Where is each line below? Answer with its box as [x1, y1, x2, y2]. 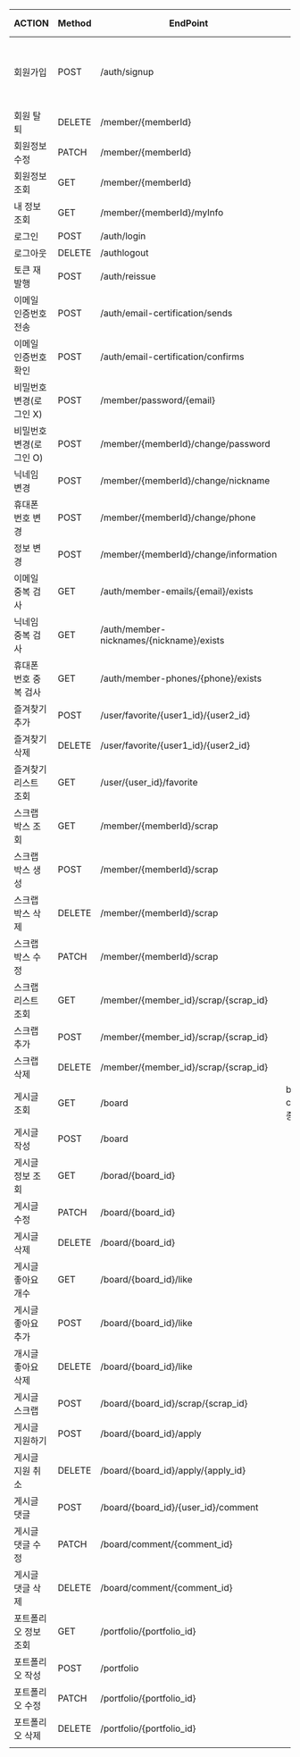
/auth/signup [100, 66, 154, 78]
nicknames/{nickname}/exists [100, 635, 225, 646]
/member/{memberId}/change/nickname [100, 475, 271, 486]
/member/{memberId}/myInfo [100, 206, 224, 218]
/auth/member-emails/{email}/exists [100, 585, 254, 597]
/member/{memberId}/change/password [100, 438, 271, 450]
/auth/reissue [100, 270, 156, 282]
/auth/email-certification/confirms [100, 350, 245, 363]
